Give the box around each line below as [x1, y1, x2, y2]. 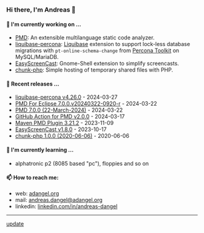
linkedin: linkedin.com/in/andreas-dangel [15, 203, 118, 210]
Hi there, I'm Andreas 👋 [6, 5, 76, 14]
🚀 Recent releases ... [6, 80, 59, 87]
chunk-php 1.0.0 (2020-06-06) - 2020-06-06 [15, 132, 129, 140]
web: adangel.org [15, 189, 59, 197]
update [6, 220, 24, 227]
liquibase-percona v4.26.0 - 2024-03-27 [15, 93, 118, 101]
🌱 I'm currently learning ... [6, 146, 74, 154]
